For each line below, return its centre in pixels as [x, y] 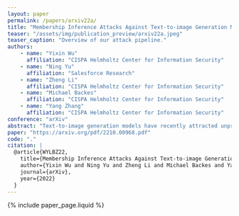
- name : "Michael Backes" [59, 93]
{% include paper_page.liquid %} [56, 205]
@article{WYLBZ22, [41, 152]
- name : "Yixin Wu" [49, 54]
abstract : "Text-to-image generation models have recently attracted [113, 126]
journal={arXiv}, [46, 172]
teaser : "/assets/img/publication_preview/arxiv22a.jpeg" [95, 34]
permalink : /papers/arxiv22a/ [52, 21]
